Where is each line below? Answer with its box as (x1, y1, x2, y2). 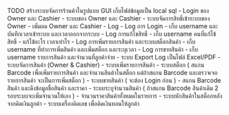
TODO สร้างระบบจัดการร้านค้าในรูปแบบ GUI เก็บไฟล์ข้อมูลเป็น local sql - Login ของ (7, 7, 209, 14)
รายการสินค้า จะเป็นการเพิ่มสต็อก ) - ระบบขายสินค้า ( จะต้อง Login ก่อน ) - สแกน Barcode (7, 76, 221, 84)
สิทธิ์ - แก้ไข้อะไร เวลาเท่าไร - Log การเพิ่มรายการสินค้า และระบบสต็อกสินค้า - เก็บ (7, 38, 196, 45)
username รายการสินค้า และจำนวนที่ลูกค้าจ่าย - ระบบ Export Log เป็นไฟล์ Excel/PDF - (7, 53, 221, 61)
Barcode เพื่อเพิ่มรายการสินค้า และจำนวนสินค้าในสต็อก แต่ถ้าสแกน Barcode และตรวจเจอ (7, 69, 218, 76)
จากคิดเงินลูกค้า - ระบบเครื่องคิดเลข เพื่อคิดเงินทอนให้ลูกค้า (7, 100, 140, 107)
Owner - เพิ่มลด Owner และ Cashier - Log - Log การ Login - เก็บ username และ (7, 22, 219, 30)
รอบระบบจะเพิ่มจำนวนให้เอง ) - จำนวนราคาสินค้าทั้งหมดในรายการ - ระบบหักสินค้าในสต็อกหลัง (7, 92, 223, 100)
